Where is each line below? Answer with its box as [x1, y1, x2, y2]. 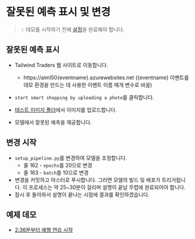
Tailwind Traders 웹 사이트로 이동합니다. [14, 61, 109, 68]
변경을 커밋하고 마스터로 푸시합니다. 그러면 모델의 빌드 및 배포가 [14, 176, 160, 183]
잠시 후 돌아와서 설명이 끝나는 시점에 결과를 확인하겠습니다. [14, 191, 150, 198]
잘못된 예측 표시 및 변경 [6, 5, 111, 19]
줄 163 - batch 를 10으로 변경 [23, 169, 89, 176]
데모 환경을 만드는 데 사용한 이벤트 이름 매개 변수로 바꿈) [23, 81, 153, 88]
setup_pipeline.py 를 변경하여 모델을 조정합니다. [14, 154, 127, 161]
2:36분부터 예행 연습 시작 [14, 227, 73, 234]
